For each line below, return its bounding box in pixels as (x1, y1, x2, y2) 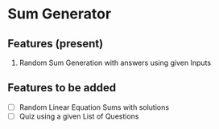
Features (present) (7, 37, 104, 50)
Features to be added (7, 81, 117, 95)
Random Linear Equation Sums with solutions (19, 102, 170, 112)
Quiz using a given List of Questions (19, 111, 139, 121)
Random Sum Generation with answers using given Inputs (19, 58, 211, 67)
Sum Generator (7, 5, 112, 23)
